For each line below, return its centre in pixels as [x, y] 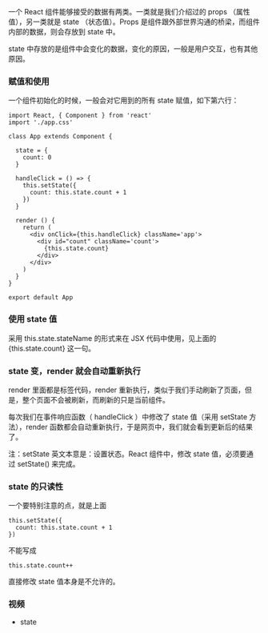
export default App [41, 298]
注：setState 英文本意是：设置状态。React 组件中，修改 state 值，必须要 [128, 454]
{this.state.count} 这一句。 [52, 348]
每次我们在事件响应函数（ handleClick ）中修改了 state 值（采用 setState [128, 417]
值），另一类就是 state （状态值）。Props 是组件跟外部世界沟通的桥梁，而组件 [134, 22]
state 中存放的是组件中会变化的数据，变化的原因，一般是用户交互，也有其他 [133, 49]
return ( [37, 228]
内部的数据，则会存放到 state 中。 [64, 32]
